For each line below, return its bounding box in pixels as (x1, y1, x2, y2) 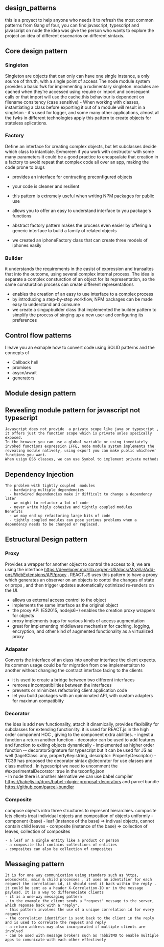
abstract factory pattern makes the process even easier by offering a (12, 222, 151, 228)
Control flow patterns (5, 332, 72, 340)
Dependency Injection (5, 470, 74, 479)
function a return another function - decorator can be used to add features (5, 737, 156, 743)
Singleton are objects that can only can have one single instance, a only (5, 73, 150, 79)
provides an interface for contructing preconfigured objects (12, 174, 133, 180)
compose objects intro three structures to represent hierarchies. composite (5, 807, 157, 813)
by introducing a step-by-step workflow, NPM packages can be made (12, 296, 153, 302)
